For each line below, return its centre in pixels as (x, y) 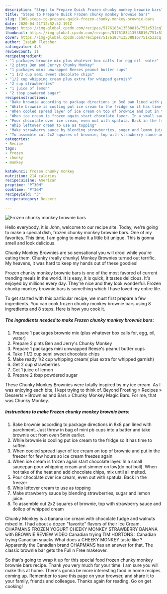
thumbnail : (16, 33)
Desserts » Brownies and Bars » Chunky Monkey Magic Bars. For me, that (81, 395)
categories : (17, 139)
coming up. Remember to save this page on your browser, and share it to (80, 576)
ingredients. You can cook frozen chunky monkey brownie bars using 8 (78, 303)
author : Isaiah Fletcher (31, 42)
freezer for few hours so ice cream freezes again (62, 456)
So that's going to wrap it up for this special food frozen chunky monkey (79, 560)
